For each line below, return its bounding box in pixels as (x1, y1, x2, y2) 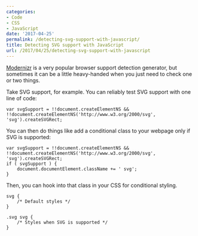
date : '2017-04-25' (6, 31, 55, 37)
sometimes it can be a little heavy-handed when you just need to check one (6, 70, 193, 78)
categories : (6, 8, 36, 15)
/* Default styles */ (17, 198, 70, 204)
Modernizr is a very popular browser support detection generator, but (6, 64, 177, 71)
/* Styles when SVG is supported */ (17, 219, 109, 225)
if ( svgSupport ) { (6, 161, 58, 167)
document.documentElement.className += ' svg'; (17, 165, 137, 172)
